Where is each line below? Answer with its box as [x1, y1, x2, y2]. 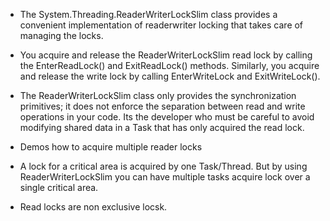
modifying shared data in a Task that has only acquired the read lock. [19, 122, 305, 133]
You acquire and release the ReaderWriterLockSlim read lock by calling [19, 49, 313, 61]
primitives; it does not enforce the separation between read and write [19, 100, 306, 112]
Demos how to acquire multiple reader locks [19, 141, 203, 153]
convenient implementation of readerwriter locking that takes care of [19, 19, 304, 31]
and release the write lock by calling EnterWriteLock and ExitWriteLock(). [19, 70, 321, 82]
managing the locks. [19, 30, 104, 41]
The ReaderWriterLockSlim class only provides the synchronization [19, 90, 297, 101]
